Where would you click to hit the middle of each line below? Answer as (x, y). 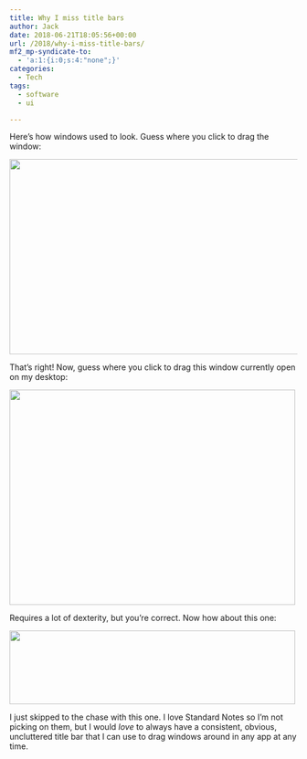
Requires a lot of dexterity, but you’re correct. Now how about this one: (143, 618)
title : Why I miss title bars (67, 18)
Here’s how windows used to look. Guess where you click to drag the (139, 137)
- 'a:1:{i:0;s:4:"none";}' (69, 60)
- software (38, 94)
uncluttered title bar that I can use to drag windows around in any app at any (153, 737)
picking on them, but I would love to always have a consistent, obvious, (143, 727)
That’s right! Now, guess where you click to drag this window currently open (153, 367)
